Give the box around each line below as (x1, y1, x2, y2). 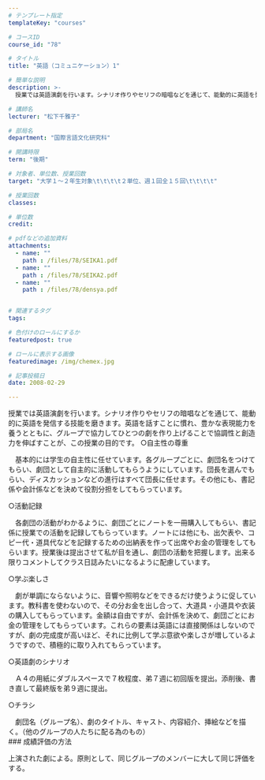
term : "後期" (8, 155, 49, 164)
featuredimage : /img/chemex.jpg (8, 357, 114, 365)
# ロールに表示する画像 (8, 350, 75, 358)
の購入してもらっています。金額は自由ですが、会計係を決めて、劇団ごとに (8, 610, 248, 620)
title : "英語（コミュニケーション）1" (8, 62, 120, 70)
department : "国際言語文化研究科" (8, 134, 111, 142)
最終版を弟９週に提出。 (35, 684, 112, 693)
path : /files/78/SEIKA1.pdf (22, 256, 118, 264)
